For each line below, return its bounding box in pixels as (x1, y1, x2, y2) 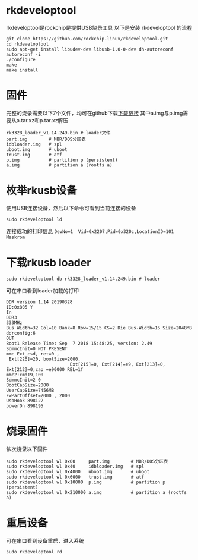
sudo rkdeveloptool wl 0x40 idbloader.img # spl (6, 463, 145, 470)
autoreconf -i (6, 51, 41, 57)
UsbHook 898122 (6, 398, 44, 404)
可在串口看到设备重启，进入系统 (6, 537, 84, 544)
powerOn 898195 (6, 402, 44, 409)
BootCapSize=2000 (6, 382, 49, 388)
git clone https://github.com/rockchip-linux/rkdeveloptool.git (6, 36, 168, 42)
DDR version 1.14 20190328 (6, 298, 73, 305)
